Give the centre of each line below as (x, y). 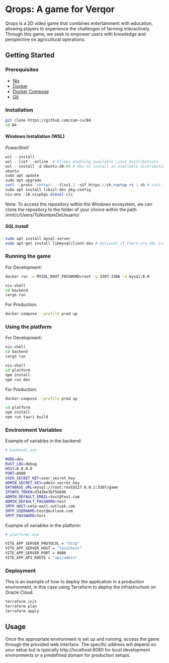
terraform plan (21, 606)
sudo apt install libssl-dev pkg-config (48, 190)
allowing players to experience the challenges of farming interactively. (78, 28)
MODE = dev (14, 460)
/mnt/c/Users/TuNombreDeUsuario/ (42, 215)
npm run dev (18, 380)
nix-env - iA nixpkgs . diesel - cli (39, 194)
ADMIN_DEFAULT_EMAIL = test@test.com (43, 497)
